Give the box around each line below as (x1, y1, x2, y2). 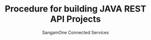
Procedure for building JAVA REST (4, 3, 147, 14)
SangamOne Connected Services (42, 29, 109, 35)
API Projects (50, 13, 101, 25)
